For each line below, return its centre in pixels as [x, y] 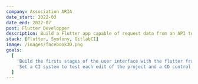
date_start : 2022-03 [32, 17]
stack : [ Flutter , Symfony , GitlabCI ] [52, 39]
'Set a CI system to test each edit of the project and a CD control [104, 67]
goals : [14, 50]
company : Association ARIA [39, 12]
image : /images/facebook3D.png [44, 45]
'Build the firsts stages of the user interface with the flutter [100, 61]
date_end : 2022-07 [29, 22]
